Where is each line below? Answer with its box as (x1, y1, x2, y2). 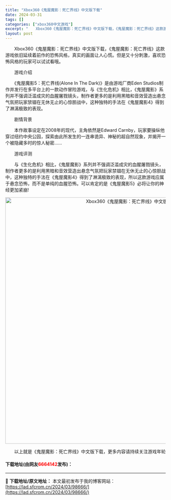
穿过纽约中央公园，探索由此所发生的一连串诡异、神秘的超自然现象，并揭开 (5, 133, 161, 139)
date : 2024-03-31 (5, 12, 42, 17)
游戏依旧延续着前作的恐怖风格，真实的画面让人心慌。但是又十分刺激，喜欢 (5, 52, 161, 58)
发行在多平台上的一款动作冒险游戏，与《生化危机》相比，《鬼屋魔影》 (14, 86, 159, 92)
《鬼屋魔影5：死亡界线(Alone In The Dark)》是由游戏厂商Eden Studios (14, 80, 159, 86)
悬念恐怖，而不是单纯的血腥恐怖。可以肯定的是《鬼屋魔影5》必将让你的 (9, 181, 160, 186)
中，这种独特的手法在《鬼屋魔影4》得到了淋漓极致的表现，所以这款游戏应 (5, 174, 160, 180)
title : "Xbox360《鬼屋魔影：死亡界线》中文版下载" (5, 7, 103, 13)
